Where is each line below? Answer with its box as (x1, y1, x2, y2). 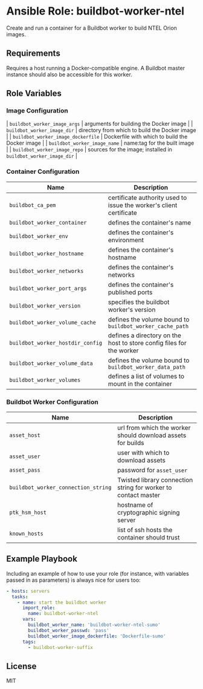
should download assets (117, 431, 187, 440)
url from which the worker (117, 424, 191, 432)
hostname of (117, 501, 153, 509)
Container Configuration (6, 168, 80, 176)
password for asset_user (117, 466, 188, 475)
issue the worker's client (108, 201, 178, 209)
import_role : (22, 605, 56, 611)
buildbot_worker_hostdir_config (9, 339, 103, 346)
